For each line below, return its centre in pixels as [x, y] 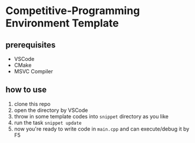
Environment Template [62, 23]
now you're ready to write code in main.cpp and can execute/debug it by [102, 129]
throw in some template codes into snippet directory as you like [91, 116]
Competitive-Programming [73, 11]
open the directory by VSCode [51, 110]
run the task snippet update [48, 122]
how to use [26, 90]
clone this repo [32, 104]
